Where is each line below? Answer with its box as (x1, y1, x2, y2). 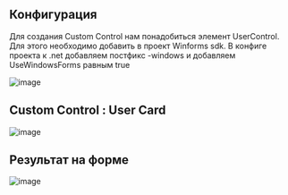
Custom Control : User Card (9, 103, 166, 118)
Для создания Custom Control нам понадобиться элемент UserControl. (9, 30, 280, 41)
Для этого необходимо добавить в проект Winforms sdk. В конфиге (9, 40, 267, 51)
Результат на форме (9, 152, 130, 168)
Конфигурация (9, 7, 97, 22)
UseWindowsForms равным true (9, 59, 131, 70)
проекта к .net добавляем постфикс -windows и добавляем (9, 49, 236, 61)
